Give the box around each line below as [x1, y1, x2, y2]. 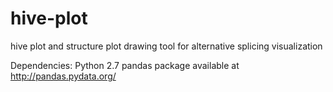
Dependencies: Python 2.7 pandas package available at [10, 59, 240, 71]
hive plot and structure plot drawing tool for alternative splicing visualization [10, 40, 323, 52]
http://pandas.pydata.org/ [10, 70, 117, 82]
